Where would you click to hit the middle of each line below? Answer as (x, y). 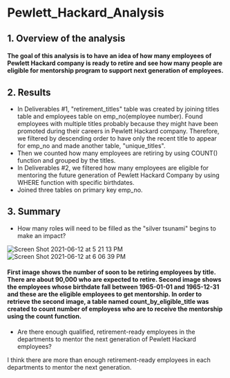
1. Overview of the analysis (66, 38)
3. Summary (34, 211)
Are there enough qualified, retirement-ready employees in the (106, 332)
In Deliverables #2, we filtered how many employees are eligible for (113, 168)
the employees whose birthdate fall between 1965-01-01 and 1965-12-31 (113, 287)
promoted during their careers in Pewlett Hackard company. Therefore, (118, 131)
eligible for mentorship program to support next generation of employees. (115, 71)
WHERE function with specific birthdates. (76, 182)
